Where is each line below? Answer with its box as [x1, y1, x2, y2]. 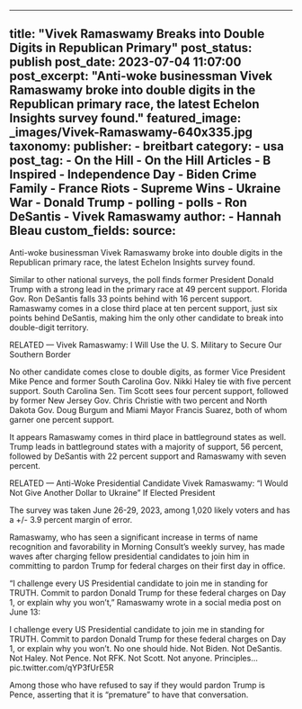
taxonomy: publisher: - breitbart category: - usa [9, 139, 285, 154]
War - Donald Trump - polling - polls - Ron [9, 195, 247, 211]
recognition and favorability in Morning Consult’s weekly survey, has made [9, 541, 286, 552]
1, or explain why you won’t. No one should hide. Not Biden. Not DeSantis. [9, 642, 283, 653]
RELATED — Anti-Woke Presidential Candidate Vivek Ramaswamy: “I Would [9, 478, 289, 489]
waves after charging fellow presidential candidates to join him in [9, 551, 250, 561]
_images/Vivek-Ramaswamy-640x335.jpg [9, 125, 253, 140]
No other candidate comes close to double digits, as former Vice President [9, 366, 286, 377]
